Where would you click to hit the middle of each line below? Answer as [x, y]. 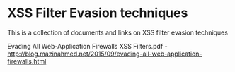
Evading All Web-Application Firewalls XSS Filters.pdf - [87, 46]
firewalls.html [27, 61]
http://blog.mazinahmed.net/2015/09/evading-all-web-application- [105, 54]
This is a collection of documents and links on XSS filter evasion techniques [118, 32]
